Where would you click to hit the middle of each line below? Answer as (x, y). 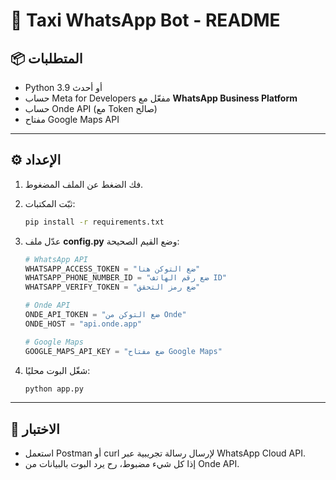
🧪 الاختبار (35, 429)
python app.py (54, 389)
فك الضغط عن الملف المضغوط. (84, 184)
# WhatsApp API (56, 259)
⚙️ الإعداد (36, 160)
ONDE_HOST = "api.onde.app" (83, 324)
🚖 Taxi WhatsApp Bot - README (145, 20)
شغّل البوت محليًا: (57, 370)
